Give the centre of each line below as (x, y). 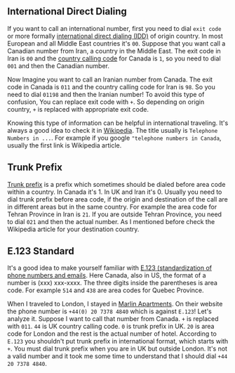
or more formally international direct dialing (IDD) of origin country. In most (115, 36)
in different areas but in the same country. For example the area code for (112, 207)
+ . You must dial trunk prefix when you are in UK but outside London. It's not (117, 349)
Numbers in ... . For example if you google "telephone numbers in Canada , (114, 138)
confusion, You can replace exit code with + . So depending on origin (106, 102)
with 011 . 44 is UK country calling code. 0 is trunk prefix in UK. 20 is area (111, 327)
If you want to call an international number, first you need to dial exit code (114, 28)
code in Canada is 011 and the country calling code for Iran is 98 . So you (111, 86)
